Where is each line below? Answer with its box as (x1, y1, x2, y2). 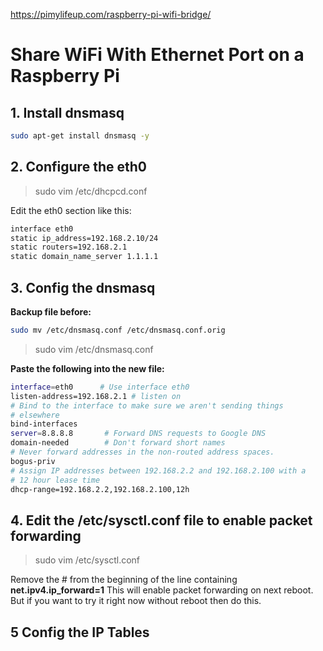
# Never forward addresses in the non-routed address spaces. (10, 447, 275, 457)
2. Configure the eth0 (10, 159, 147, 176)
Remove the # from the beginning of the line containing (10, 574, 238, 586)
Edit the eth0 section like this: (10, 204, 132, 216)
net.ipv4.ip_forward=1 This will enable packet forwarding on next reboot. (10, 584, 314, 596)
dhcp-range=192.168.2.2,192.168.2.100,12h (10, 484, 190, 494)
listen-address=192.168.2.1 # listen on (10, 391, 182, 401)
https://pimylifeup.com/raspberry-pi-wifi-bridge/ (10, 9, 212, 20)
